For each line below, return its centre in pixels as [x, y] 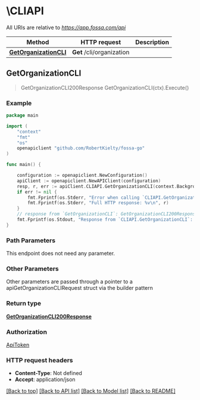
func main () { [24, 165]
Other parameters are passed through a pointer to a [69, 282]
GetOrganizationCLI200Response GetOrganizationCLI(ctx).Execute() [105, 87]
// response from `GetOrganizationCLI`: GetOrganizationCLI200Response [107, 214]
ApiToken [18, 345]
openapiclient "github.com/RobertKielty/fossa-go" [81, 148]
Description [152, 42]
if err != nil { [37, 192]
